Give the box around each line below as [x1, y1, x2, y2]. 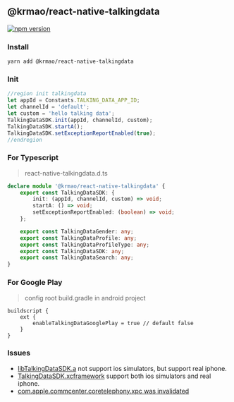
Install [7, 42, 30, 51]
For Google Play [7, 278, 63, 288]
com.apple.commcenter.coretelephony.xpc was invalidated [17, 386, 190, 395]
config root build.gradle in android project [24, 293, 146, 302]
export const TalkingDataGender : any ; [20, 228, 134, 235]
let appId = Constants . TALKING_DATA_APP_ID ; [7, 97, 140, 104]
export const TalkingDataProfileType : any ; [20, 241, 150, 248]
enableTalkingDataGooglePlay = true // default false [32, 319, 194, 327]
